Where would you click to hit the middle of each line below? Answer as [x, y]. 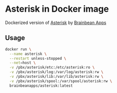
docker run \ [18, 49]
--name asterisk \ [28, 54]
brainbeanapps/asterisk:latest [41, 86]
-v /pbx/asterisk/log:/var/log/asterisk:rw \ [57, 72]
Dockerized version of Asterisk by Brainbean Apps [56, 23]
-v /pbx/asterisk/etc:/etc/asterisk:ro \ [52, 68]
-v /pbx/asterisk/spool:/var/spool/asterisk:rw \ [61, 81]
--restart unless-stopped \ [38, 58]
